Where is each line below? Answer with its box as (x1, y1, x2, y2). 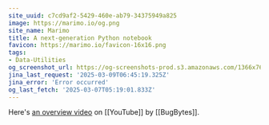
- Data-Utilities (8, 57, 66, 64)
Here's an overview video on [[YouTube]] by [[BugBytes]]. (8, 107, 200, 117)
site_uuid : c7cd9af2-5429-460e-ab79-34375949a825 (8, 11, 178, 20)
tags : (8, 49, 26, 57)
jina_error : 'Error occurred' (8, 78, 110, 86)
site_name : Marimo (8, 26, 70, 34)
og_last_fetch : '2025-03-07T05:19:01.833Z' (8, 85, 156, 94)
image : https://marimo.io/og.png (8, 19, 120, 27)
